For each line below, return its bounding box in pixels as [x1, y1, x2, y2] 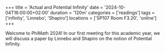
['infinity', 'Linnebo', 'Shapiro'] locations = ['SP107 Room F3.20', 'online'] [5, 15, 157, 21]
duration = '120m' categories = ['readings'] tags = [50, 10, 155, 16]
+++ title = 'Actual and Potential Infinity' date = [5, 5, 103, 10]
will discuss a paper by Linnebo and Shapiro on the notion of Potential [5, 35, 152, 41]
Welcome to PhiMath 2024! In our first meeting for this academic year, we [5, 30, 160, 36]
